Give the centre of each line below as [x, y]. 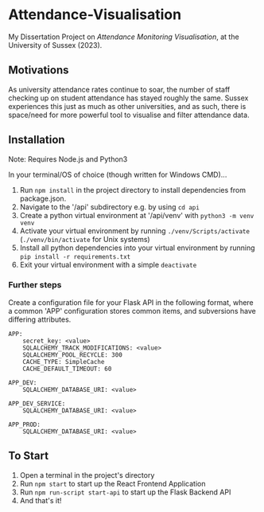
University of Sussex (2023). [55, 45]
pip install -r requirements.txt [75, 256]
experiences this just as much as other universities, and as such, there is [127, 106]
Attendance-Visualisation [95, 15]
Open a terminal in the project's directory [87, 475]
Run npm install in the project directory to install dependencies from [133, 190]
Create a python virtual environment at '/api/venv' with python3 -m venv [137, 215]
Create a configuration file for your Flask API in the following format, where [131, 302]
